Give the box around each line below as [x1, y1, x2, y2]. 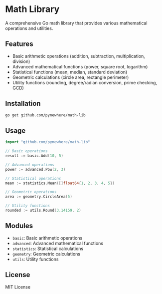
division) [12, 58, 30, 64]
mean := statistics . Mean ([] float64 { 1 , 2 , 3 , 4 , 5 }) [5, 181, 115, 186]
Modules [5, 222, 33, 230]
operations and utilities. [5, 25, 53, 31]
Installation [5, 99, 41, 108]
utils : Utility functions [12, 256, 59, 262]
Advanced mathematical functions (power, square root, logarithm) [12, 63, 148, 69]
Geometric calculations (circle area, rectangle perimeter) [12, 74, 129, 80]
